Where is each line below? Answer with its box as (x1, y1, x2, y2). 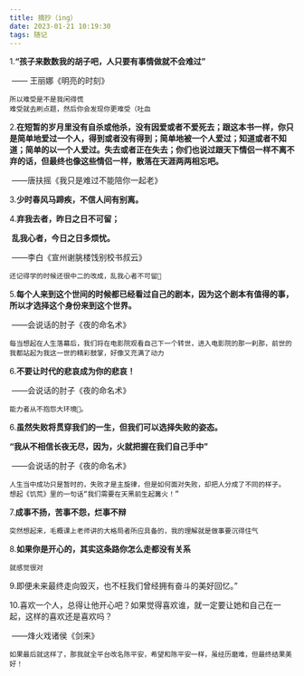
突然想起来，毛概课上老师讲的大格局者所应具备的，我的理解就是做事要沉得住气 (9, 526, 259, 536)
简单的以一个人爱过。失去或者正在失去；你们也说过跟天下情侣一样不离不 (24, 144, 295, 155)
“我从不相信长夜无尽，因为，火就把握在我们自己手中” (9, 441, 209, 452)
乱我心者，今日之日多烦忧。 (11, 233, 115, 244)
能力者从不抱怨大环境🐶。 (9, 405, 88, 414)
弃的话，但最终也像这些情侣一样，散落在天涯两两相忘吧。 (9, 156, 223, 167)
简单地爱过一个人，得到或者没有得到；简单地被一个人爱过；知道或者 (16, 133, 271, 144)
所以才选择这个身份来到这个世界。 (9, 300, 137, 311)
